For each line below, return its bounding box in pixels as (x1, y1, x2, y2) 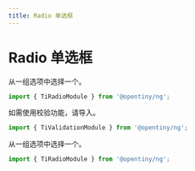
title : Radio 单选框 (8, 11, 74, 20)
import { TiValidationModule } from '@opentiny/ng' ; (8, 124, 189, 132)
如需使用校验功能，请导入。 (8, 108, 100, 117)
